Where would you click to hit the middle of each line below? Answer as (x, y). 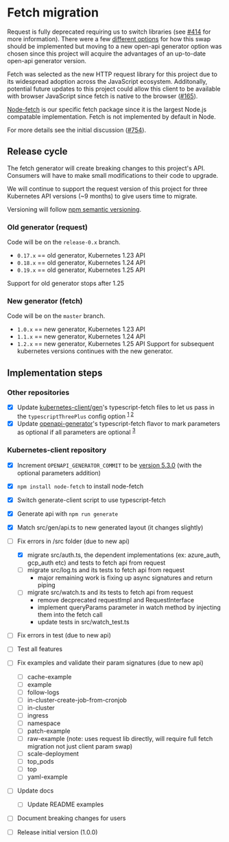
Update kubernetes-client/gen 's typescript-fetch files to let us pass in (116, 407)
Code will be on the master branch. (56, 316)
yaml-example (48, 777)
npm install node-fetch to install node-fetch (80, 486)
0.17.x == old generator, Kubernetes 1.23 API (81, 255)
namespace (44, 723)
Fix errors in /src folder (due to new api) (73, 541)
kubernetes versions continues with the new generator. (95, 351)
